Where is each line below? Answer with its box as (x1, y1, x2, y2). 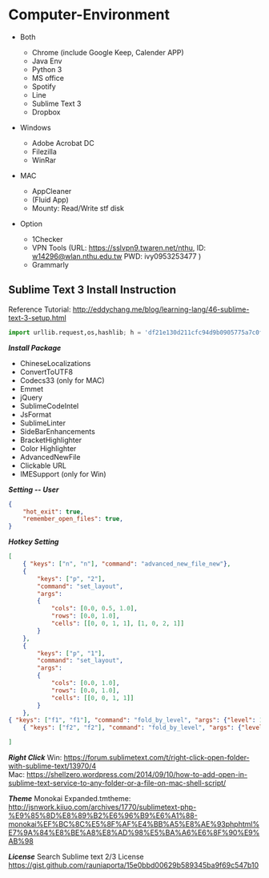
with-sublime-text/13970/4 (8, 761, 97, 771)
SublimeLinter (19, 418, 66, 428)
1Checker (31, 234, 63, 244)
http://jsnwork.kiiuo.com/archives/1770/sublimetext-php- (8, 803, 197, 812)
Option (19, 219, 42, 228)
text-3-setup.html (8, 312, 66, 322)
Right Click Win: (8, 753, 62, 762)
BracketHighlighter (19, 435, 82, 445)
